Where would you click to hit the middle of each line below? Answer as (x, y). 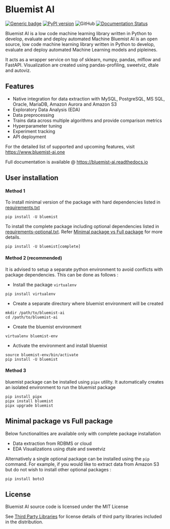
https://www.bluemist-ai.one (35, 152)
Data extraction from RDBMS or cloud (52, 443)
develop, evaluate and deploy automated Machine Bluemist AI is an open (81, 39)
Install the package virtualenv (45, 285)
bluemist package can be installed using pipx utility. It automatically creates (84, 382)
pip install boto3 (25, 479)
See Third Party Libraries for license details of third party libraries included (83, 517)
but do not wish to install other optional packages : (58, 469)
